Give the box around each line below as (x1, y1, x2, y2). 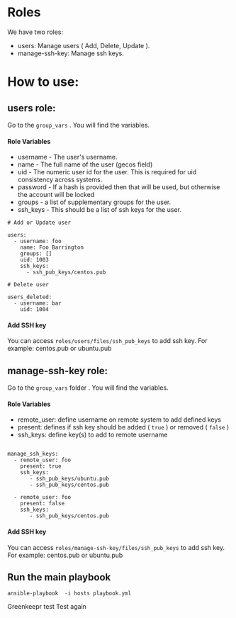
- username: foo (13, 238, 62, 245)
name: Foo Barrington (20, 244, 84, 252)
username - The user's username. (17, 153, 118, 162)
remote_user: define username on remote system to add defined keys (17, 415, 222, 424)
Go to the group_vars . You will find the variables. (7, 120, 150, 129)
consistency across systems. (17, 175, 103, 184)
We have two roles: (7, 28, 64, 36)
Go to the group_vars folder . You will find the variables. (7, 383, 169, 392)
